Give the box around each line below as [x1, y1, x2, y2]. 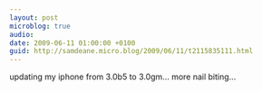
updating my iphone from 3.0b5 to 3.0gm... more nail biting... [9, 71, 237, 82]
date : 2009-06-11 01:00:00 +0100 [9, 38, 136, 48]
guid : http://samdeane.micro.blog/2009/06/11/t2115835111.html [9, 47, 254, 56]
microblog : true [9, 22, 71, 31]
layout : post [9, 13, 59, 23]
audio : [9, 30, 34, 39]
